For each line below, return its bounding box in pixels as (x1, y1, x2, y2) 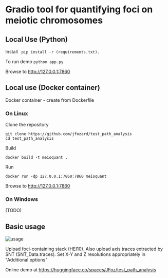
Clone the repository (5, 122, 49, 128)
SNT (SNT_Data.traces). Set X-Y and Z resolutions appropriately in (5, 251, 145, 257)
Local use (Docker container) (5, 83, 100, 92)
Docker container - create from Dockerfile (5, 97, 95, 103)
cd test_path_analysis (5, 136, 54, 141)
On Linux (5, 109, 28, 117)
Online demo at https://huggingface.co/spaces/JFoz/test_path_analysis (5, 267, 156, 273)
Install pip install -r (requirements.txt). (5, 49, 100, 54)
